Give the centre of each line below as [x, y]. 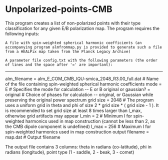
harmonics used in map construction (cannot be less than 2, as [90, 121]
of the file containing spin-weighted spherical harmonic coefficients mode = [83, 84]
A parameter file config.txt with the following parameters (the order [81, 60]
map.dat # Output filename [33, 137]
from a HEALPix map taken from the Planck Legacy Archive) [68, 51]
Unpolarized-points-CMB [59, 9]
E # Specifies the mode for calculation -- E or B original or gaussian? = [78, 89]
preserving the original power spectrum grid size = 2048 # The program [79, 100]
